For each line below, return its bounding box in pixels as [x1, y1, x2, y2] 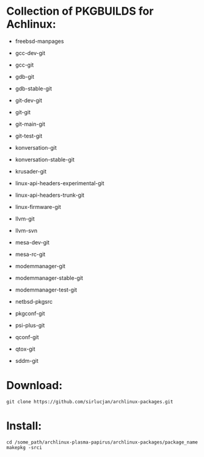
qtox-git [15, 345, 35, 353]
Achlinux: [6, 17, 56, 31]
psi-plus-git [15, 321, 45, 329]
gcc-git [15, 61, 34, 68]
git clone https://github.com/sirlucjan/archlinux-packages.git [6, 398, 173, 404]
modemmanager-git [15, 262, 66, 269]
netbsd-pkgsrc [15, 298, 53, 305]
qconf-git [15, 333, 39, 340]
